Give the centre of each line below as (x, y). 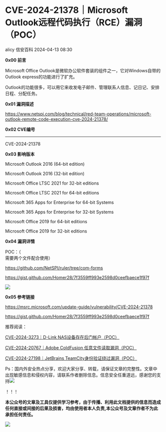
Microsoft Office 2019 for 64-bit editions (46, 221)
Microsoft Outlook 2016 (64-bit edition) (45, 164)
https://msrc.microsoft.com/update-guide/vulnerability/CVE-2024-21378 (79, 307)
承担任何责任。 (20, 414)
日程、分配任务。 (22, 93)
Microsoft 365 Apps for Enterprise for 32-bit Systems (60, 212)
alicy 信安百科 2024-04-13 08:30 (39, 49)
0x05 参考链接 (20, 297)
